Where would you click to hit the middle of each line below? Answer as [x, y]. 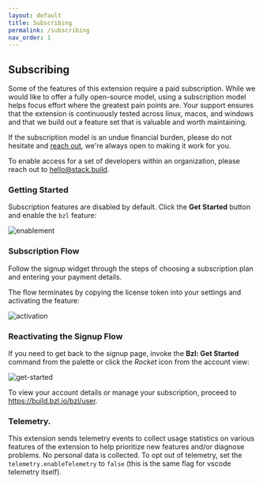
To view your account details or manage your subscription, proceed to [122, 392]
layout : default [35, 15]
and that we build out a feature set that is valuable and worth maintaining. [128, 122]
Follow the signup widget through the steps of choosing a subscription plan [131, 268]
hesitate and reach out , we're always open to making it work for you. [120, 146]
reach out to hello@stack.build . [59, 170]
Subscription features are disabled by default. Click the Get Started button [130, 207]
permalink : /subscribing [49, 30]
